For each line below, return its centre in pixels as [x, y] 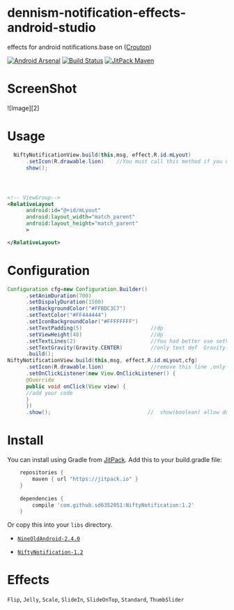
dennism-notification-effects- [97, 13]
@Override [40, 380]
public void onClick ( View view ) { [76, 386]
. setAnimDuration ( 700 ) [58, 296]
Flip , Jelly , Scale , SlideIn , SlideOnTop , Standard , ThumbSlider [96, 600]
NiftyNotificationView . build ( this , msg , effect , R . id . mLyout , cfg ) [102, 361]
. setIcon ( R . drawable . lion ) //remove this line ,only [126, 367]
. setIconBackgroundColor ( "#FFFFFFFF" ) [82, 322]
